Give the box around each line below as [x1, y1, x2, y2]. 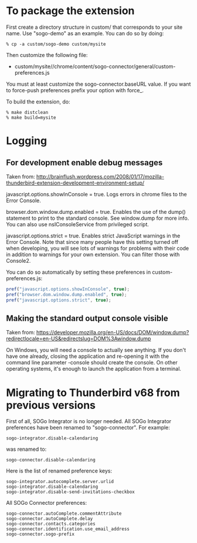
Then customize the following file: [6, 51, 88, 58]
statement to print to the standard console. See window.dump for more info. [6, 214, 189, 222]
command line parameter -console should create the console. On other [6, 359, 178, 366]
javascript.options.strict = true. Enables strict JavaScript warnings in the [6, 232, 181, 239]
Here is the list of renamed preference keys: [6, 467, 113, 474]
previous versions [6, 398, 96, 412]
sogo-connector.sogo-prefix [6, 531, 75, 537]
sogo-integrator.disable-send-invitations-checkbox [6, 489, 135, 495]
